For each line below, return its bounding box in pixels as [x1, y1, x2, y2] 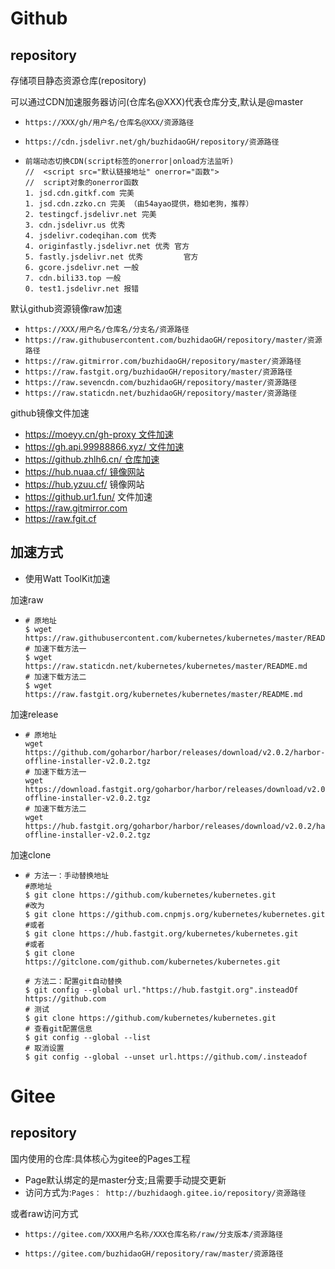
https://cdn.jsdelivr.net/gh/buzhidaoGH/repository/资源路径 [24, 137, 280, 147]
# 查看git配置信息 [24, 1023, 93, 1034]
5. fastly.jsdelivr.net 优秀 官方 [24, 252, 199, 262]
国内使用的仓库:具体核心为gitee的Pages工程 [10, 1152, 191, 1164]
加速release [10, 708, 59, 720]
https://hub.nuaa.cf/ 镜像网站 [24, 466, 145, 477]
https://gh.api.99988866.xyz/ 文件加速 [24, 441, 185, 452]
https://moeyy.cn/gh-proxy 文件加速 [24, 428, 174, 440]
